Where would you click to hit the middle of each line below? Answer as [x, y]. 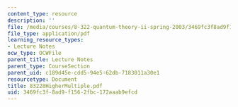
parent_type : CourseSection [49, 66]
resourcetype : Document [42, 79]
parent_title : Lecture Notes [50, 60]
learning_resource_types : [45, 40]
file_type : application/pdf [49, 33]
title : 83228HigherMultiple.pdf [55, 86]
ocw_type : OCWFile [34, 53]
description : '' [31, 20]
